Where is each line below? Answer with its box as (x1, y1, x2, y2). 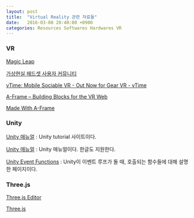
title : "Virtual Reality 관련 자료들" (6, 14, 98, 20)
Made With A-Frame (6, 104, 55, 112)
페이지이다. (12, 165, 38, 172)
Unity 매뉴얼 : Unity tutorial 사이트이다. (6, 133, 97, 140)
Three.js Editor (6, 194, 42, 201)
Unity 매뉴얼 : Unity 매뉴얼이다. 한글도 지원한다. (6, 145, 116, 153)
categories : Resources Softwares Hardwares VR (6, 25, 122, 31)
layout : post (6, 8, 38, 15)
